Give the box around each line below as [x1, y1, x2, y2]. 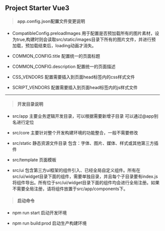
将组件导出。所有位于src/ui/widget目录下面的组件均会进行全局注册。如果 [12, 179, 160, 185]
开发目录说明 [17, 101, 43, 107]
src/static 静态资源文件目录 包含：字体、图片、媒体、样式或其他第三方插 [12, 140, 159, 146]
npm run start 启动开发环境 [12, 210, 67, 216]
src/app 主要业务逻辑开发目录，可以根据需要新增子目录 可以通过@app [12, 113, 154, 119]
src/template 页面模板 [12, 157, 56, 163]
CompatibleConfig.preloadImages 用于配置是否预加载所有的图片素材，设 [12, 30, 160, 36]
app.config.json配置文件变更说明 [17, 18, 85, 24]
